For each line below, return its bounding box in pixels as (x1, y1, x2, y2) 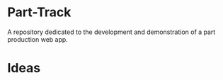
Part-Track (7, 4, 72, 21)
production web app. (7, 35, 69, 43)
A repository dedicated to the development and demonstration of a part (7, 28, 216, 36)
